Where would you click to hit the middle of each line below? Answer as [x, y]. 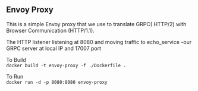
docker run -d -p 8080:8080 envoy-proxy [57, 82]
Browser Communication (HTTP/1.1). [51, 30]
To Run [15, 76]
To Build [16, 59]
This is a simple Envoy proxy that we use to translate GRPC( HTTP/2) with [96, 24]
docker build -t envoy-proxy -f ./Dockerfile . [66, 65]
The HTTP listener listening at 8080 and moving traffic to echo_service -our [99, 42]
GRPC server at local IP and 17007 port [54, 48]
